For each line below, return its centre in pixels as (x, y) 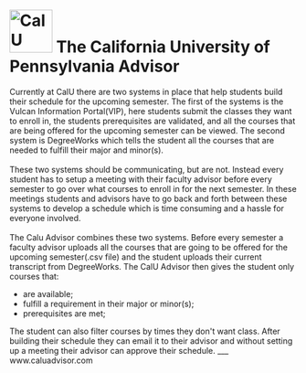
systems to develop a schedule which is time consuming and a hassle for (147, 208)
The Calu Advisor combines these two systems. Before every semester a (147, 237)
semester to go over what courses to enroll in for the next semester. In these (153, 188)
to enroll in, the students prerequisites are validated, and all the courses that (153, 121)
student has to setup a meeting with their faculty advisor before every (141, 179)
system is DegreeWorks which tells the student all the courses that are (142, 140)
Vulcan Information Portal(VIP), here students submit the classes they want (151, 111)
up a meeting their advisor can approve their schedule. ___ (119, 350)
